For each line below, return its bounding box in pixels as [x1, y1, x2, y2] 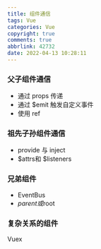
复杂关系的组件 [7, 218, 59, 228]
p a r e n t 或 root [17, 199, 55, 207]
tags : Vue [7, 17, 37, 24]
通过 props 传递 [17, 92, 64, 100]
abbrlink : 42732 [7, 43, 55, 50]
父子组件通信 [7, 74, 52, 84]
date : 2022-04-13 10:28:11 [7, 50, 87, 57]
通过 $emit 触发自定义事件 [17, 100, 94, 109]
